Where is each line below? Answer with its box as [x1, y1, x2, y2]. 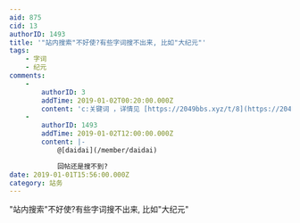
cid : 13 [9, 21, 38, 30]
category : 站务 [9, 178, 63, 187]
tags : [9, 46, 29, 55]
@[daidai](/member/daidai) [56, 145, 158, 154]
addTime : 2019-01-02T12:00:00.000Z [41, 129, 174, 138]
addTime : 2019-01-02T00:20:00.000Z [41, 95, 174, 105]
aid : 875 [9, 12, 42, 22]
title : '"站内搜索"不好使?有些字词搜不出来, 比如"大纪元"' [9, 37, 207, 47]
